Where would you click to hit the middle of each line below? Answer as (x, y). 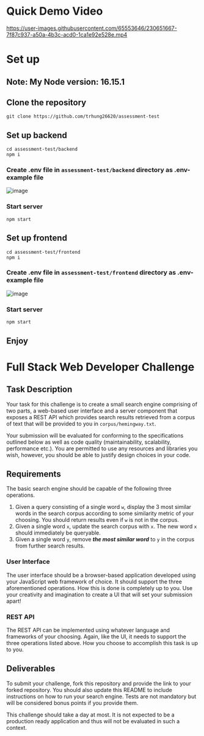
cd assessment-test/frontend (43, 252)
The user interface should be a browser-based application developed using (101, 575)
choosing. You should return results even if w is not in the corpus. (97, 520)
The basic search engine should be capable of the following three (89, 489)
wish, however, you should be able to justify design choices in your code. (99, 455)
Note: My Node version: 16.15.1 (66, 81)
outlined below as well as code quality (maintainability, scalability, (89, 442)
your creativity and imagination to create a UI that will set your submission (99, 594)
